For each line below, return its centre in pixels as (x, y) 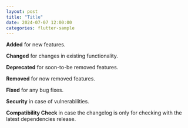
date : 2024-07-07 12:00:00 (39, 22)
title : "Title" (25, 17)
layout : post (22, 11)
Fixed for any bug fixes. (35, 90)
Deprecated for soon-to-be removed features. (62, 68)
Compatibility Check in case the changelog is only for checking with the (94, 113)
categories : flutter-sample (41, 28)
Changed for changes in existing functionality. (62, 56)
